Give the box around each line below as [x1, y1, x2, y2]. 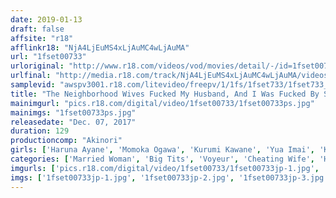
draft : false [10, 24, 65, 34]
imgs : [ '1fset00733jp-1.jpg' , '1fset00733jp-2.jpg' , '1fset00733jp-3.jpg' [10, 172, 329, 183]
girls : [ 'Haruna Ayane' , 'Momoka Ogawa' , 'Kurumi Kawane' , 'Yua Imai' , [10, 145, 315, 155]
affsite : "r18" [10, 33, 74, 43]
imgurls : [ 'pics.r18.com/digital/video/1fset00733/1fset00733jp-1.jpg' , [10, 163, 320, 173]
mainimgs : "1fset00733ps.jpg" [10, 107, 137, 118]
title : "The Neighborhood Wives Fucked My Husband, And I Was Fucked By [10, 89, 320, 99]
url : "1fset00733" [10, 52, 87, 62]
